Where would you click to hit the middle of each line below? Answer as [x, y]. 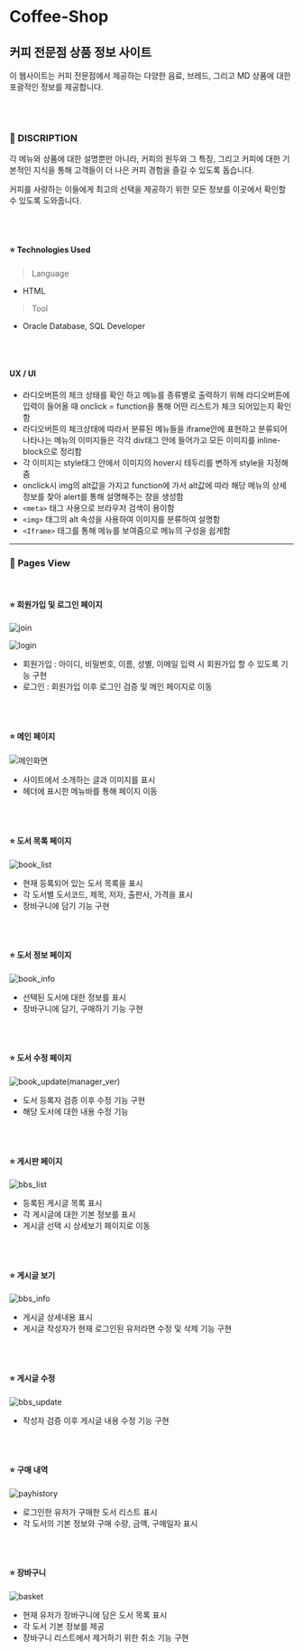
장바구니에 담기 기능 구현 [66, 905]
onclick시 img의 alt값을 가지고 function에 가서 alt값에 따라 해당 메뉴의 [146, 485]
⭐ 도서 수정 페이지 [41, 1058]
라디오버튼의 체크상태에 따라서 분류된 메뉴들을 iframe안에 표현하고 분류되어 [155, 429]
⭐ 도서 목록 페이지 [41, 841]
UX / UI [23, 373]
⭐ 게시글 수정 [32, 1378]
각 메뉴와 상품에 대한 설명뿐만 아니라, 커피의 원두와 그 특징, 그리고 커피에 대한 [145, 159]
